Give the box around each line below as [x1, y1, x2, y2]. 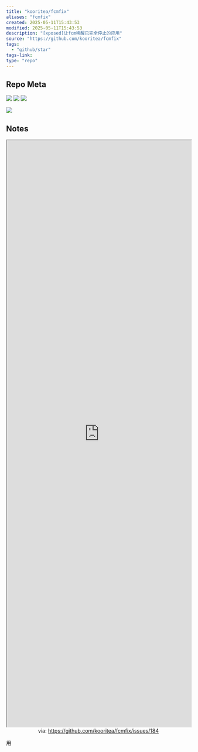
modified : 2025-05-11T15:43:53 [6, 25, 83, 31]
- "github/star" [11, 47, 51, 53]
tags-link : [6, 52, 33, 58]
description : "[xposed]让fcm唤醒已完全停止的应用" [6, 31, 122, 36]
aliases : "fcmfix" [6, 14, 51, 20]
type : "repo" [6, 57, 38, 63]
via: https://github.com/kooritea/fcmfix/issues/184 [37, 727, 159, 734]
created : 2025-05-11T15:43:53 [6, 19, 80, 25]
